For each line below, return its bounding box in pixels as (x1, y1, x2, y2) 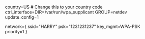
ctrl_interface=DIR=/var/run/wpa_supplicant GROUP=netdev (5, 9, 127, 15)
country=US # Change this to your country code (5, 4, 103, 10)
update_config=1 (5, 14, 39, 20)
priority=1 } (5, 29, 28, 34)
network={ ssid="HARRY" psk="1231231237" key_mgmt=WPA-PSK (5, 24, 141, 29)
